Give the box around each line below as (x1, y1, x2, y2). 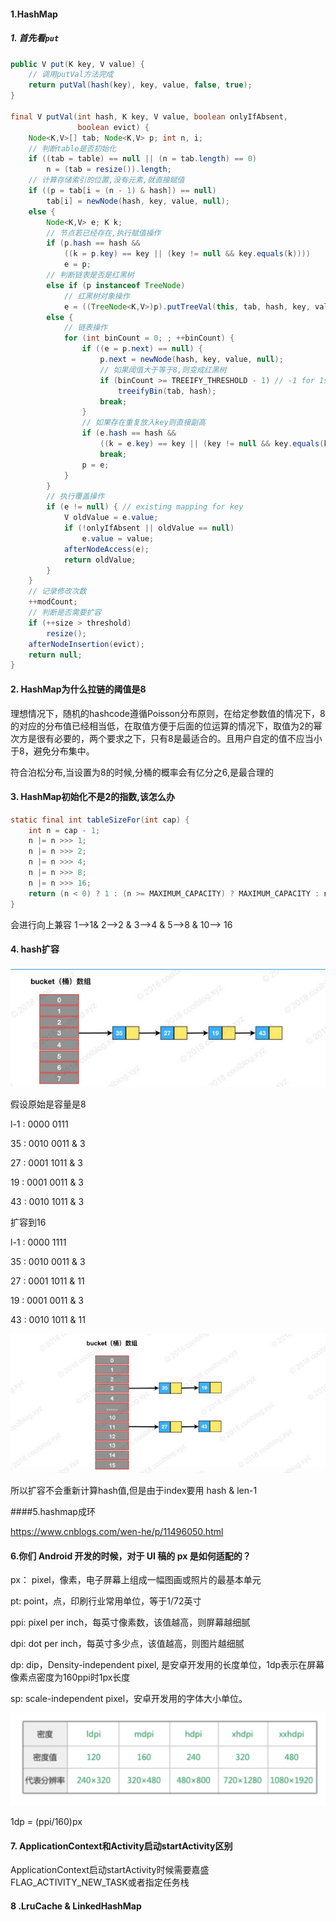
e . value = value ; (81, 533, 155, 544)
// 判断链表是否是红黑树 (46, 270, 135, 280)
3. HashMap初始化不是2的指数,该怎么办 (10, 791, 175, 803)
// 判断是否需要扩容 (28, 608, 102, 618)
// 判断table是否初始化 (28, 143, 117, 154)
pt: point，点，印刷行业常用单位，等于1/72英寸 (10, 1595, 202, 1607)
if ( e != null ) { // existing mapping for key (46, 502, 244, 512)
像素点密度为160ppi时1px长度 (10, 1671, 131, 1684)
